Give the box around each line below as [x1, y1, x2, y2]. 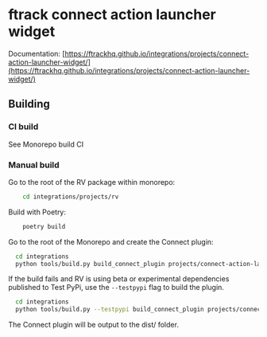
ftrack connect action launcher [8, 6, 216, 24]
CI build [8, 121, 39, 132]
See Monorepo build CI [8, 139, 84, 149]
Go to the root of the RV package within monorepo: [8, 177, 176, 186]
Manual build [8, 159, 60, 170]
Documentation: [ [8, 49, 65, 58]
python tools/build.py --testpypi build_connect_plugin [15, 305, 204, 314]
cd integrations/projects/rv [22, 193, 119, 201]
